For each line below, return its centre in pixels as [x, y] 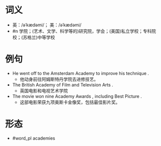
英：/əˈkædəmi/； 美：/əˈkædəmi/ [47, 25]
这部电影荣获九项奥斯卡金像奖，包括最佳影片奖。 [70, 102]
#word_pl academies [34, 138]
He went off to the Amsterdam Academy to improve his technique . [80, 73]
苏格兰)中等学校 [39, 37]
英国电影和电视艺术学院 [44, 90]
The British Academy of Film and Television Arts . [63, 84]
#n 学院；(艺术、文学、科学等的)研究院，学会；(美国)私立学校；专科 [82, 31]
